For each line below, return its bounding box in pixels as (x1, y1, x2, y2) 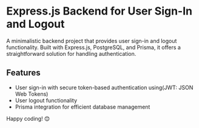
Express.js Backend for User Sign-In (6, 4, 193, 18)
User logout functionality (15, 96, 78, 104)
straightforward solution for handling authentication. (6, 50, 137, 57)
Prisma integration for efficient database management (15, 103, 150, 110)
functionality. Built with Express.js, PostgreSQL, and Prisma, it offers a (6, 44, 181, 51)
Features (6, 68, 41, 78)
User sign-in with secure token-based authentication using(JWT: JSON (15, 84, 194, 91)
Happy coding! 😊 (6, 115, 50, 122)
